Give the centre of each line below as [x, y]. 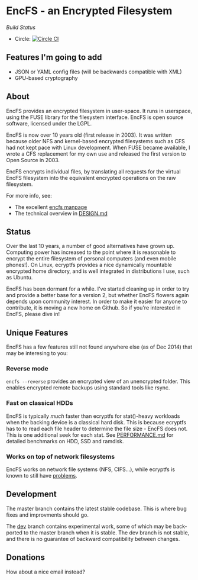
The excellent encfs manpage [51, 207]
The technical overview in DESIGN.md [61, 213]
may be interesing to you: [37, 353]
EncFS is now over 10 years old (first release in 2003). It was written [89, 135]
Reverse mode [27, 369]
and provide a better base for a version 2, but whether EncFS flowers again [98, 295]
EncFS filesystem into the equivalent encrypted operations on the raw [91, 178]
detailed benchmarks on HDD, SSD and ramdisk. [65, 441]
